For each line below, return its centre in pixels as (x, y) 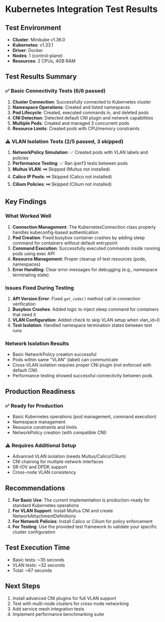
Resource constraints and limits (45, 427)
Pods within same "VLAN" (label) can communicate (65, 360)
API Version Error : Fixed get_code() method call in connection (76, 298)
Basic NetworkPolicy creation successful (54, 354)
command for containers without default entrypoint (65, 243)
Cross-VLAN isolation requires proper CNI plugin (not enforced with (82, 365)
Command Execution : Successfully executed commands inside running (86, 248)
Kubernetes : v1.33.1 (33, 45)
